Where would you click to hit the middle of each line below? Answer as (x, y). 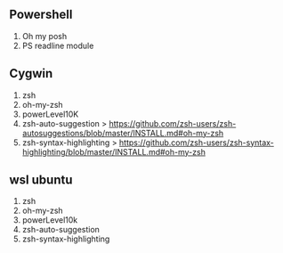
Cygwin (31, 73)
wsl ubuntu (41, 180)
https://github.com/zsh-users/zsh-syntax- (196, 143)
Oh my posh (44, 36)
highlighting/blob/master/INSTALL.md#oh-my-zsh (114, 151)
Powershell (41, 15)
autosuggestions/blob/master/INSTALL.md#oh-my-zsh (123, 133)
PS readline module (58, 45)
